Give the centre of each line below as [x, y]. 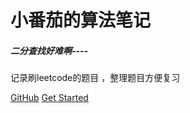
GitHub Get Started [49, 98]
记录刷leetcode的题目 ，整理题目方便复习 [95, 78]
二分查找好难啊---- [49, 50]
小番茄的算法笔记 [81, 20]
